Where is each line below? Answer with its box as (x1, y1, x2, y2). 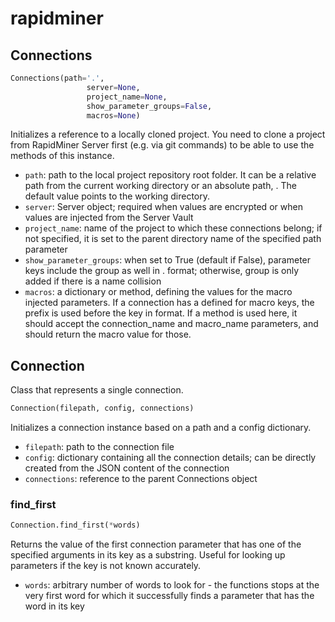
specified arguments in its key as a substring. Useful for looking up (10, 549, 286, 561)
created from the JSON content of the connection (24, 462, 230, 474)
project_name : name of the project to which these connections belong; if (24, 222, 323, 234)
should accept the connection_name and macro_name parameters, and (24, 318, 319, 330)
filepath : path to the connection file (24, 441, 175, 453)
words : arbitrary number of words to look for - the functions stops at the (24, 579, 320, 591)
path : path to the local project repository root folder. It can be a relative (24, 169, 317, 181)
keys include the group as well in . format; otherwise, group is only (24, 265, 300, 277)
